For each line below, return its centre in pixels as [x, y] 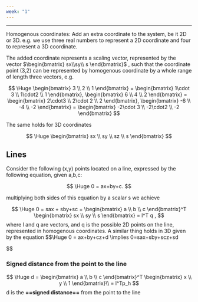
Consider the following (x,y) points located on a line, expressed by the [91, 169]
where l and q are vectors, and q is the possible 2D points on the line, [90, 225]
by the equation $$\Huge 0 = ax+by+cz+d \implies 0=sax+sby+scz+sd [92, 237]
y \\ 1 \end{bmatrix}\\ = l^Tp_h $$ [99, 283]
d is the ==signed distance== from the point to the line [73, 292]
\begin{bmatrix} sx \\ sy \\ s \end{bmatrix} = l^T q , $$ [99, 215]
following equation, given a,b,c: [44, 175]
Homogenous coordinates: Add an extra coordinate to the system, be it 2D [96, 34]
